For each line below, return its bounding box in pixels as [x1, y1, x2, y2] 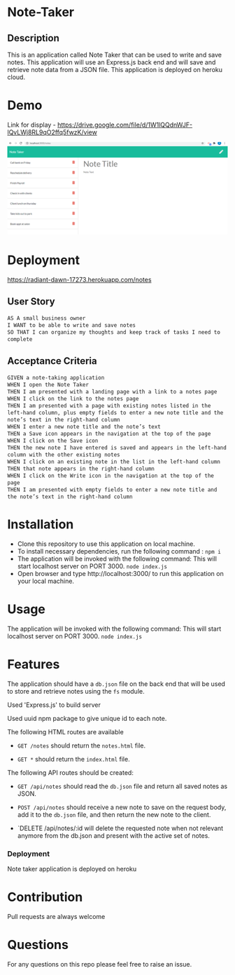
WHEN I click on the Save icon [7, 437, 99, 444]
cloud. [7, 73, 26, 81]
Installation [7, 517, 74, 533]
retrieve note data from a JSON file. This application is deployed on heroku [7, 66, 222, 73]
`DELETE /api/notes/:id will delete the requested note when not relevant [17, 824, 224, 832]
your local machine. [17, 577, 75, 585]
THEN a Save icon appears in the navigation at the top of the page [7, 430, 211, 437]
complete [7, 336, 33, 343]
